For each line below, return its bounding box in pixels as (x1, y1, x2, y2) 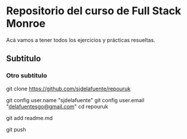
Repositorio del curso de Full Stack (6, 4, 182, 18)
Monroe (6, 17, 46, 30)
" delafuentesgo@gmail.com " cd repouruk (6, 103, 108, 110)
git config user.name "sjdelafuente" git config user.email (6, 96, 145, 103)
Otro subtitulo (6, 71, 48, 80)
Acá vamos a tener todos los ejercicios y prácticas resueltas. (6, 36, 156, 43)
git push (6, 126, 27, 133)
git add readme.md (6, 114, 53, 121)
